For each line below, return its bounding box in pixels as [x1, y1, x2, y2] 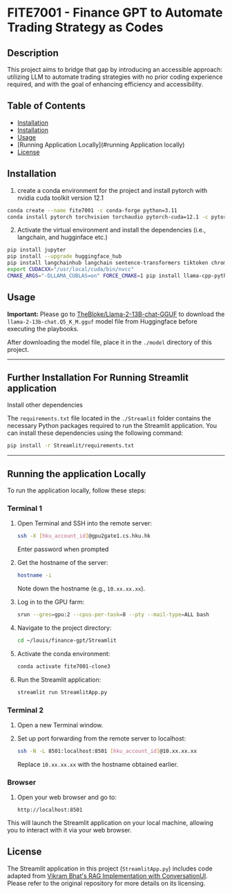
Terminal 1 [7, 503, 43, 513]
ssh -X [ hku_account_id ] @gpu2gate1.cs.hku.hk [17, 532, 151, 540]
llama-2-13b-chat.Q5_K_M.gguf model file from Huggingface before [7, 317, 198, 326]
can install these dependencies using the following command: [7, 429, 183, 437]
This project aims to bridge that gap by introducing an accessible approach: [7, 66, 223, 73]
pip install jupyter [7, 247, 67, 254]
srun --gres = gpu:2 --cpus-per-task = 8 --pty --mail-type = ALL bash [17, 611, 209, 618]
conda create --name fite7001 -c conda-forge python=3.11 [7, 207, 177, 214]
